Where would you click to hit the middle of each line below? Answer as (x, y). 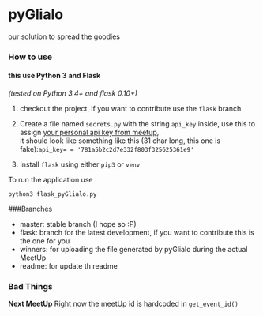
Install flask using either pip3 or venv (80, 164)
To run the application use (51, 180)
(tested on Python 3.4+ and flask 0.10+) (73, 93)
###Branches (30, 209)
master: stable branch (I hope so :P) (78, 224)
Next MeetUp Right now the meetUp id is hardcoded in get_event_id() (123, 304)
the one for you (45, 241)
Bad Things (30, 286)
